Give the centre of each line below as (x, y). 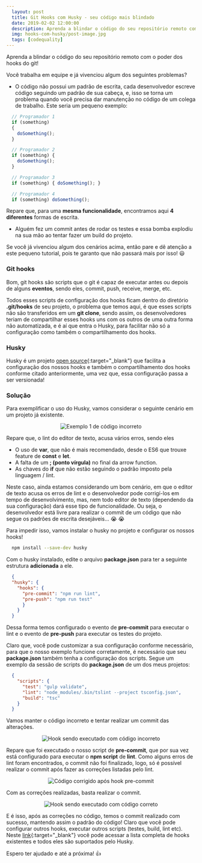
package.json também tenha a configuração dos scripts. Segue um (90, 658)
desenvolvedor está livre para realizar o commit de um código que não (94, 513)
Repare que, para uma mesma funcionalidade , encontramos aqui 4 (90, 211)
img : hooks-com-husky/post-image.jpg (59, 34)
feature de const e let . (43, 456)
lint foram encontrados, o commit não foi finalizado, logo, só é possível (94, 763)
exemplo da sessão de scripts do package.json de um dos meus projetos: (98, 665)
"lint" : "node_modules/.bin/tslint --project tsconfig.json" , (102, 692)
